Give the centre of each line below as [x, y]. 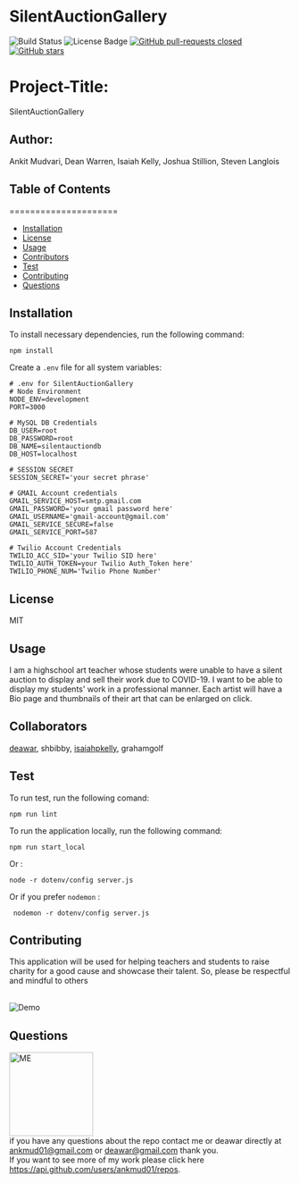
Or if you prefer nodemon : [55, 896]
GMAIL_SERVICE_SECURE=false [62, 524]
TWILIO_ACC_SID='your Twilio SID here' [83, 556]
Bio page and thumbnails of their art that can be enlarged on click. [131, 698]
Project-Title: [59, 87]
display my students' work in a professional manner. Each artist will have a [146, 689]
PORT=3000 [28, 407]
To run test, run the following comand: [79, 798]
